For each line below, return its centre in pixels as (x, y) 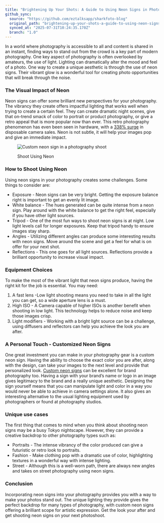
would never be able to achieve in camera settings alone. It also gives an (78, 391)
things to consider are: (28, 185)
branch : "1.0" (24, 32)
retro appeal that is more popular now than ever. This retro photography (77, 122)
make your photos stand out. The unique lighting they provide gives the (77, 499)
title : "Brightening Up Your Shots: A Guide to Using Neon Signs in (76, 10)
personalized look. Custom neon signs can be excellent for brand (71, 371)
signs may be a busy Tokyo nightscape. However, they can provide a (74, 430)
